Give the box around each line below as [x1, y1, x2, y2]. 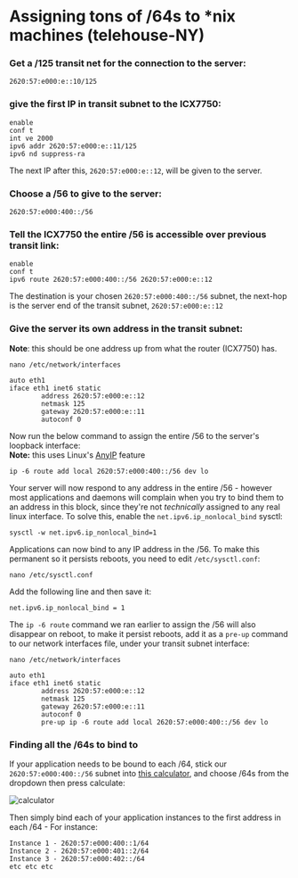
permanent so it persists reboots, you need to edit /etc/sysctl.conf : [9, 553, 261, 564]
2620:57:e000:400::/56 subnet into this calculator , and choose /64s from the [9, 767, 289, 778]
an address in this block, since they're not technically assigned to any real [9, 501, 280, 512]
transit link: [9, 239, 60, 252]
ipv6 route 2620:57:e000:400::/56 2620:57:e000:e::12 [9, 275, 213, 285]
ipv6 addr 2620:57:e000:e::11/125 [9, 141, 138, 151]
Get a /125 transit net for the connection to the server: [9, 57, 246, 70]
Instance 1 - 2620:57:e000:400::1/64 [9, 839, 149, 848]
